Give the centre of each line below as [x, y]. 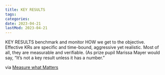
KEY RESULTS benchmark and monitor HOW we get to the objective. [75, 42]
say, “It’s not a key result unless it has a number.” [55, 58]
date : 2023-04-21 [23, 23]
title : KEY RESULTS [25, 10]
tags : [11, 14]
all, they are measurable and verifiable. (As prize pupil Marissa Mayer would [82, 53]
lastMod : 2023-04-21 [27, 28]
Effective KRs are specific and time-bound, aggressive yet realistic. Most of [82, 47]
